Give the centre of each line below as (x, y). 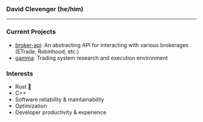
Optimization (31, 106)
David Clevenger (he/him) (45, 9)
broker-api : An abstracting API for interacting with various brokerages (102, 45)
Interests (20, 73)
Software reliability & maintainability (60, 99)
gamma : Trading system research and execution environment (91, 58)
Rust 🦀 (23, 86)
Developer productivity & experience (61, 112)
